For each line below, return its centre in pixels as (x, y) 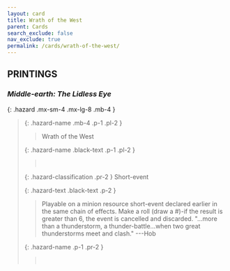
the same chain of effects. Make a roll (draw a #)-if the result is (132, 211)
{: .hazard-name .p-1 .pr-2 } (64, 247)
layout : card (26, 14)
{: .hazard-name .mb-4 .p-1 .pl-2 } (73, 123)
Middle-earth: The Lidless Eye (59, 94)
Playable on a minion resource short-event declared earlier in (129, 203)
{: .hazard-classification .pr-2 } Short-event (86, 177)
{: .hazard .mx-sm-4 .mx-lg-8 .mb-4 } (61, 109)
